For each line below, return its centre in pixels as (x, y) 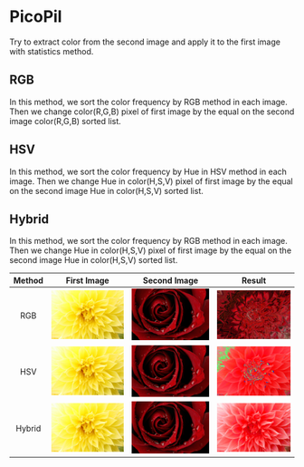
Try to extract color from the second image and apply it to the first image (145, 42)
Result (254, 280)
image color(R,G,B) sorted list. (66, 121)
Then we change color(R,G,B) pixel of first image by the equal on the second (152, 112)
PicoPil (36, 17)
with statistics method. (52, 51)
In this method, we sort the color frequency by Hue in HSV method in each (148, 171)
